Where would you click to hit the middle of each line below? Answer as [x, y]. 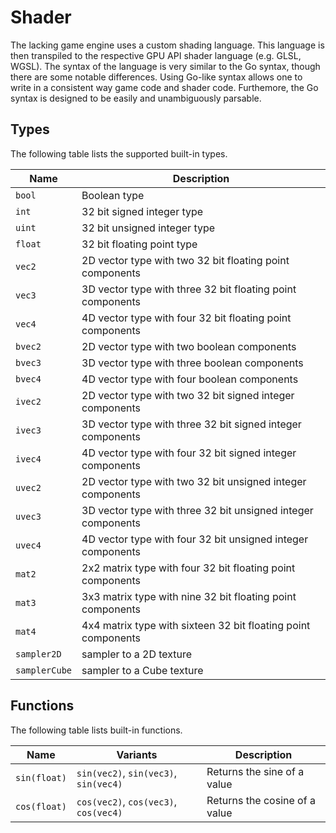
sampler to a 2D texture [137, 654]
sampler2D [38, 654]
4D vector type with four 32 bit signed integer [189, 453]
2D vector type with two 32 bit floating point [185, 260]
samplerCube [44, 670]
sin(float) [41, 777]
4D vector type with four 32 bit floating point [186, 318]
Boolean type [113, 195]
